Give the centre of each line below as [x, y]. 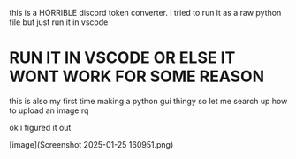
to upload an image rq [49, 110]
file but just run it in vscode [59, 22]
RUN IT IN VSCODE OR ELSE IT [122, 58]
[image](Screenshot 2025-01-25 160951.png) [91, 144]
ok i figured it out [40, 127]
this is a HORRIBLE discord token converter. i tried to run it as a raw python [145, 13]
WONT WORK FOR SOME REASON [137, 76]
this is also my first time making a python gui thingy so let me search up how [148, 101]
